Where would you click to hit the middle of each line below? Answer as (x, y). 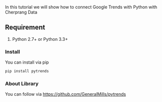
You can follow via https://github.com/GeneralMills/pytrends (65, 94)
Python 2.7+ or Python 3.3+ (40, 39)
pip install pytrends (27, 71)
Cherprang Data (21, 12)
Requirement (25, 27)
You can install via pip (27, 62)
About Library (22, 84)
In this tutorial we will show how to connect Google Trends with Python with (81, 7)
